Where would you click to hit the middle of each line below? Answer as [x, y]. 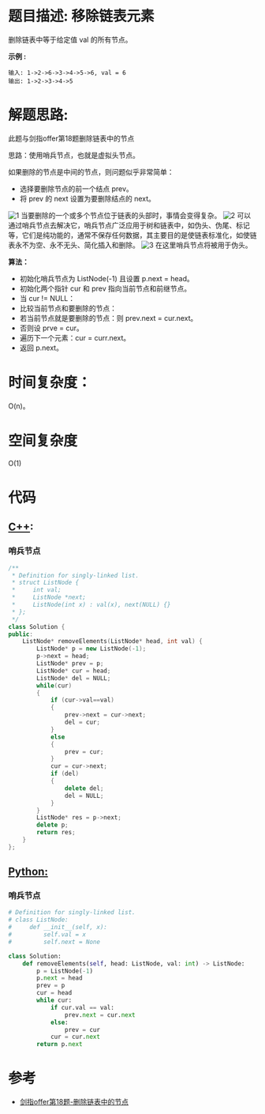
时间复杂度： [50, 383]
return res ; [56, 833]
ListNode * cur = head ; [74, 671]
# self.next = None [54, 942]
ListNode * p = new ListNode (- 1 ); [91, 649]
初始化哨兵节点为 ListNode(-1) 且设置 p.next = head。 [107, 278]
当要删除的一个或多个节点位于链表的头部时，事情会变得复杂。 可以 [136, 215]
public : [21, 634]
